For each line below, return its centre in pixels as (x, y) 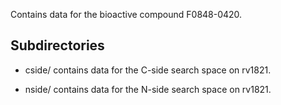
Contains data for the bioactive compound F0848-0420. (126, 14)
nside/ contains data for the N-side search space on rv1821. (148, 89)
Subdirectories (57, 45)
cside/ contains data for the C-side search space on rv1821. (148, 70)
